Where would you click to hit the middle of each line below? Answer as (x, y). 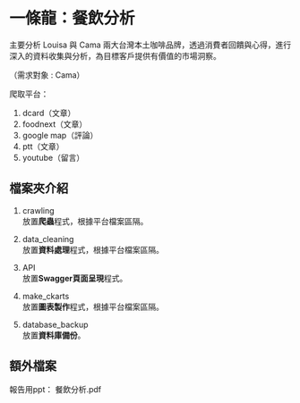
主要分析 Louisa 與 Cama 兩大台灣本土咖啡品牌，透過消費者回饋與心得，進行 (150, 45)
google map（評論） (60, 135)
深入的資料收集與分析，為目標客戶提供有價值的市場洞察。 (115, 55)
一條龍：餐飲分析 (73, 18)
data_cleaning (48, 239)
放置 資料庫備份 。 (54, 335)
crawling (39, 210)
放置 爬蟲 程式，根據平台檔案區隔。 (85, 221)
